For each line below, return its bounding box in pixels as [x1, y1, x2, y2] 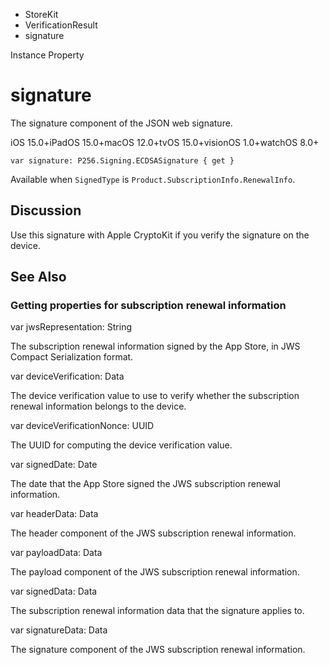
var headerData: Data [10, 508, 99, 520]
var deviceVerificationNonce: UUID [10, 420, 155, 432]
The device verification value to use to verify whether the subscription [10, 390, 300, 402]
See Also [10, 269, 67, 286]
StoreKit [24, 9, 59, 20]
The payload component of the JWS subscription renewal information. [10, 566, 300, 578]
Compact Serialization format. [10, 351, 134, 363]
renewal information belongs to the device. [10, 400, 187, 413]
